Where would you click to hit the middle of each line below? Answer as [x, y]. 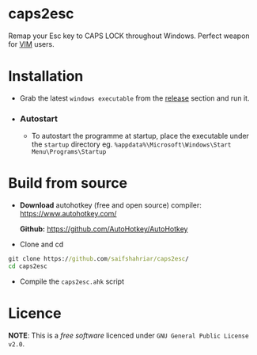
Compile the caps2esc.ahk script [72, 281]
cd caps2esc [28, 266]
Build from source [68, 183]
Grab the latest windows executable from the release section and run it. [134, 98]
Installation [46, 76]
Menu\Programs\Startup [69, 152]
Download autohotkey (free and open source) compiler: [110, 205]
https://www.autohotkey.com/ [68, 214]
